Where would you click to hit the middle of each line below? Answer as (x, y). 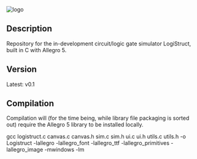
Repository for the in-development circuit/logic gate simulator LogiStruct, (99, 44)
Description (29, 29)
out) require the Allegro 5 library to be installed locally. (75, 125)
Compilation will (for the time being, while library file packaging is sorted (98, 118)
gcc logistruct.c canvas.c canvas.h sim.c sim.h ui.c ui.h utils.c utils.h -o (96, 137)
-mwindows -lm (64, 150)
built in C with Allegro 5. (37, 50)
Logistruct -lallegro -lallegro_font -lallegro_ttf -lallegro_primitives (88, 143)
